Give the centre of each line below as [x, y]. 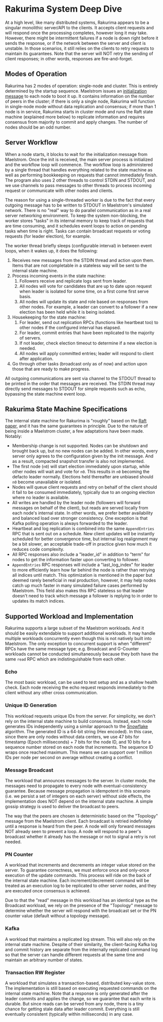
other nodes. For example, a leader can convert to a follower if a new [88, 307]
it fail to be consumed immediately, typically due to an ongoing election [83, 492]
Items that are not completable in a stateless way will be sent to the [80, 265]
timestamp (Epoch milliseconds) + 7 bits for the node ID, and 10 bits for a [78, 742]
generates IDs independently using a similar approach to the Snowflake [77, 726]
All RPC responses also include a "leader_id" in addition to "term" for [81, 554]
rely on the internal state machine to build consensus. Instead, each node [79, 721]
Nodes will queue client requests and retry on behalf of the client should [84, 487]
